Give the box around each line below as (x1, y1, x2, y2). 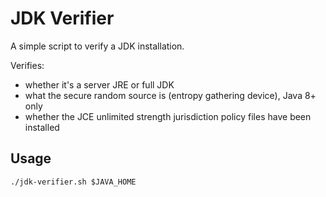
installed (24, 121, 60, 133)
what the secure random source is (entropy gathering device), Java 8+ (24, 89, 317, 101)
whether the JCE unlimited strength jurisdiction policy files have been (24, 110, 312, 122)
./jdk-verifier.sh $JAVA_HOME (10, 177, 137, 187)
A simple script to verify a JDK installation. (10, 40, 185, 52)
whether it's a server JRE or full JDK (24, 78, 175, 91)
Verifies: (10, 59, 45, 71)
